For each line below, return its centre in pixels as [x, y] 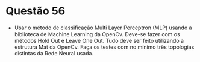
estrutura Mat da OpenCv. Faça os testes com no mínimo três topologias [104, 47]
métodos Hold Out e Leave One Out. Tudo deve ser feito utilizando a [99, 40]
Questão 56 [36, 11]
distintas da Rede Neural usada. [54, 53]
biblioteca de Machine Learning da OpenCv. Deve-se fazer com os [97, 34]
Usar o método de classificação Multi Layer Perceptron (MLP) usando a [103, 28]
